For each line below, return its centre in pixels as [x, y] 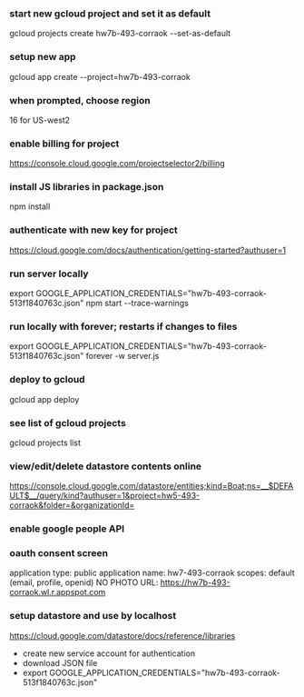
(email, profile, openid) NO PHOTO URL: [84, 582]
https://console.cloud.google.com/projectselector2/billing [117, 164]
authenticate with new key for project [94, 230]
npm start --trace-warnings [137, 304]
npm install [30, 206]
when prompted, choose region [80, 100]
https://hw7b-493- [195, 582]
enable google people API [67, 529]
